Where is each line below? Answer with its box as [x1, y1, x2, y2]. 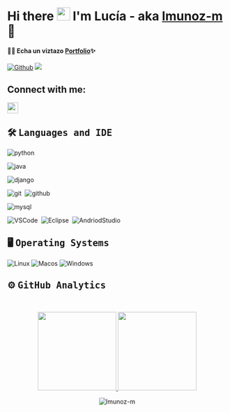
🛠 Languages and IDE [7, 126, 113, 139]
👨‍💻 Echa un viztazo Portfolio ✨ [7, 46, 96, 55]
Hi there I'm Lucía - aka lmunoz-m [7, 8, 223, 24]
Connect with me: [7, 84, 86, 96]
